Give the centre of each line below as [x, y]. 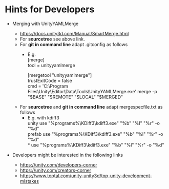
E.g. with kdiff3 [43, 118]
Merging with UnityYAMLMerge [45, 24]
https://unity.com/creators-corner [56, 170]
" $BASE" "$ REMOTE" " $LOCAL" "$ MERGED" [75, 97]
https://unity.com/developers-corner [59, 164]
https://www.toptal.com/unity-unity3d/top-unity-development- [86, 176]
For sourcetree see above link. [52, 39]
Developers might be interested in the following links [68, 155]
